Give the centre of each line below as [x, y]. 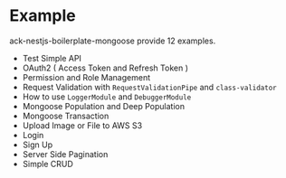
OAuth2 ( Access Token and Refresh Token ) [105, 68]
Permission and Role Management [86, 77]
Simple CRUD [48, 164]
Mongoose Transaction [66, 116]
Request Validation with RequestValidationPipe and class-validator [150, 87]
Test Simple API [52, 58]
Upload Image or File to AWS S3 [82, 125]
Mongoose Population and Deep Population [104, 106]
